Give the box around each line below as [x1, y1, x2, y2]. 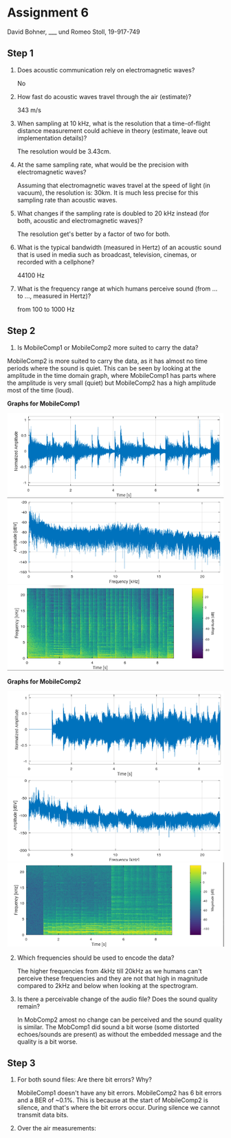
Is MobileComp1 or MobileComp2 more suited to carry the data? [16, 343, 199, 352]
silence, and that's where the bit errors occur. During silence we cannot [16, 1104, 220, 1112]
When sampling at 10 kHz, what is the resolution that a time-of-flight [16, 119, 211, 127]
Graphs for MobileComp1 [7, 399, 80, 408]
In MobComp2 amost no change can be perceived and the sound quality [16, 1015, 223, 1024]
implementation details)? [16, 134, 87, 142]
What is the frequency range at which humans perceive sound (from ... [16, 284, 218, 293]
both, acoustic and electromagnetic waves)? [16, 216, 143, 224]
